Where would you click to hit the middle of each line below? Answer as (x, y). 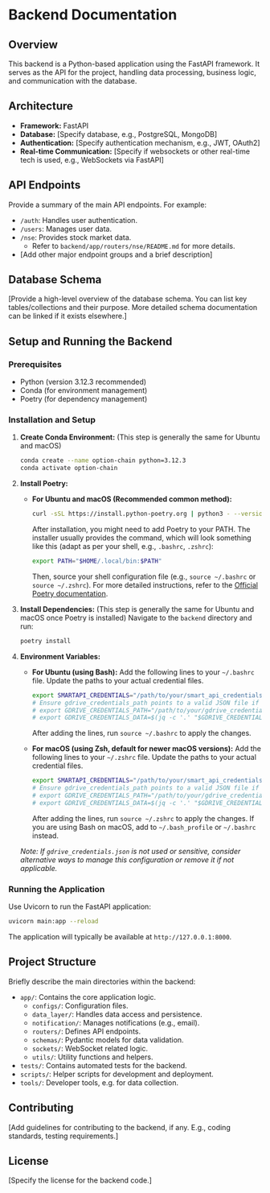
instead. (45, 836)
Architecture (41, 106)
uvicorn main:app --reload (53, 922)
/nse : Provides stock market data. (76, 237)
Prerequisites (35, 364)
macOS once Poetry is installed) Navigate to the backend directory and (136, 617)
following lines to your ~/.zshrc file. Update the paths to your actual (144, 757)
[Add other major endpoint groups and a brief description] (116, 254)
